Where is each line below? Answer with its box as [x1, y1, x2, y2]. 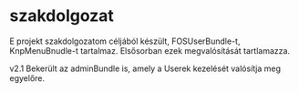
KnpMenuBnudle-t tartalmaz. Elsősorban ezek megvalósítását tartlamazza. [9, 45, 290, 56]
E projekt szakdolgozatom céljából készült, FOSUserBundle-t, [9, 36, 241, 46]
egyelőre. [9, 72, 46, 83]
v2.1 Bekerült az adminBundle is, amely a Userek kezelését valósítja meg [9, 63, 281, 74]
